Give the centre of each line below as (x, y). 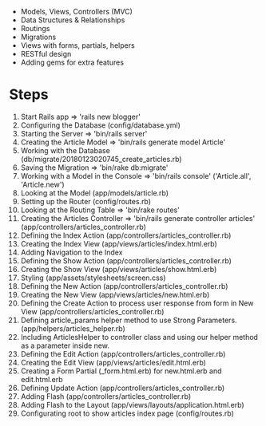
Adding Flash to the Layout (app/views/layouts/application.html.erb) (132, 404)
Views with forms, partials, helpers (77, 45)
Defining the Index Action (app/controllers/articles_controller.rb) (126, 235)
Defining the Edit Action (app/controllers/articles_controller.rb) (123, 353)
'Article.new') (42, 184)
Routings (35, 28)
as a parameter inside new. (65, 345)
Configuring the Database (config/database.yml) (100, 125)
